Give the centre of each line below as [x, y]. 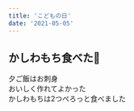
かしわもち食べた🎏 [54, 58]
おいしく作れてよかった [47, 88]
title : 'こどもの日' [40, 16]
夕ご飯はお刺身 [33, 79]
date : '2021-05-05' [41, 23]
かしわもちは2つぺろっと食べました [67, 99]
